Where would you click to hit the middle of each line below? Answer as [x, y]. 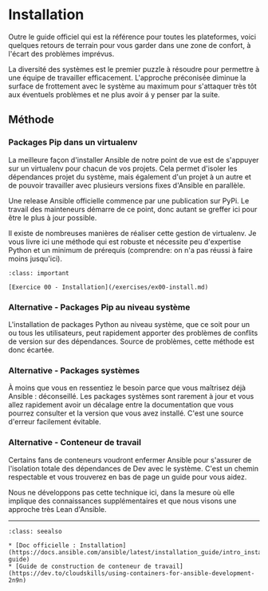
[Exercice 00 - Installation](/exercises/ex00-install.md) [108, 287]
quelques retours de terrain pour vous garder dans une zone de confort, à [130, 45]
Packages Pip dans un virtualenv [73, 143]
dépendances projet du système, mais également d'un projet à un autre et [130, 176]
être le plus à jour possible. [53, 218]
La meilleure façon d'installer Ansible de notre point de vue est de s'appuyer [134, 160]
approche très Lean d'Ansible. [57, 509]
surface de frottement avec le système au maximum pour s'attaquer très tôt [132, 86]
